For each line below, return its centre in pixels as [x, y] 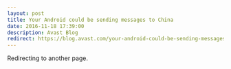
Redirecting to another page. [47, 58]
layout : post [26, 13]
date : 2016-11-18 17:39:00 [46, 26]
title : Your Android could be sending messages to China [90, 20]
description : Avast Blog [43, 32]
